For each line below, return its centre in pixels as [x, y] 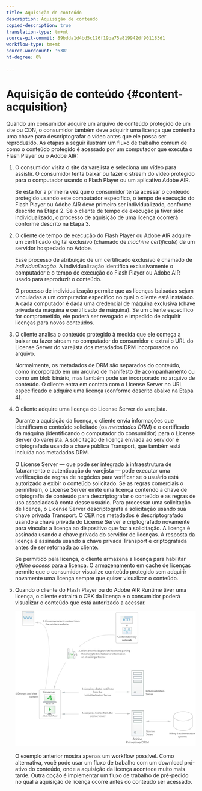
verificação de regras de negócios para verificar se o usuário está [97, 477]
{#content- [155, 94]
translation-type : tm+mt [37, 32]
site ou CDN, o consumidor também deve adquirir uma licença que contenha [101, 130]
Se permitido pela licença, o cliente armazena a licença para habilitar [100, 559]
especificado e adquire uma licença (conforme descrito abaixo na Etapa [104, 391]
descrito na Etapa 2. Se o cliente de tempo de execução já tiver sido [99, 211]
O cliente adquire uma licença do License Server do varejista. [91, 409]
